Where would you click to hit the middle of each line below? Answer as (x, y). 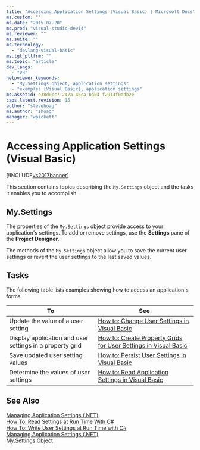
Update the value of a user (46, 321)
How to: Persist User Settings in (142, 355)
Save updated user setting (46, 355)
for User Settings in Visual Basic (143, 345)
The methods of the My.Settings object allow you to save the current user (96, 250)
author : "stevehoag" (32, 106)
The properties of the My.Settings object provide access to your (85, 226)
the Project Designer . (33, 239)
